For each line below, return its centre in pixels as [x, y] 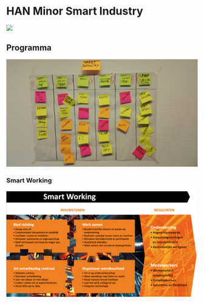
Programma [29, 48]
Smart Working [29, 180]
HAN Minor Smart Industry [75, 11]
